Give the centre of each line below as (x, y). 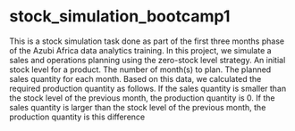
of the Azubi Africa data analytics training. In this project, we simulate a (140, 50)
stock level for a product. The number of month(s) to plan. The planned (140, 70)
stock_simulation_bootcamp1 (120, 16)
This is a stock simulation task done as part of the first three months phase (147, 41)
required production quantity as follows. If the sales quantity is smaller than (148, 88)
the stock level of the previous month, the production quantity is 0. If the (142, 98)
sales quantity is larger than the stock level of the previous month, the (138, 107)
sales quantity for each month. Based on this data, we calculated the (135, 78)
